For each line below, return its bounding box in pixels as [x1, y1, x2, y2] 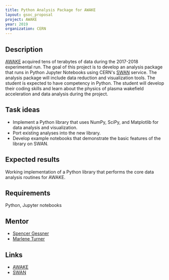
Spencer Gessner [12, 230, 49, 236]
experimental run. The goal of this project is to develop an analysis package [5, 64, 163, 70]
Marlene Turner [12, 236, 45, 242]
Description [5, 45, 43, 54]
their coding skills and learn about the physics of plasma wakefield [5, 85, 144, 91]
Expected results [5, 155, 60, 164]
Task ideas [5, 106, 40, 114]
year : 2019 [5, 21, 28, 27]
